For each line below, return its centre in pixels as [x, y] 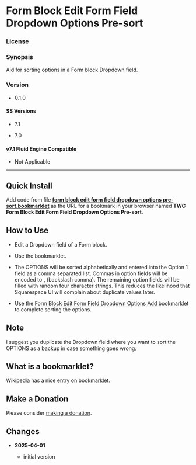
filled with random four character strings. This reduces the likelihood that [102, 286]
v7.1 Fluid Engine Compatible [41, 149]
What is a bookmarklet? [50, 366]
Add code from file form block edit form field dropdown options [84, 199]
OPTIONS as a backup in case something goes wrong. [71, 348]
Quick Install [29, 185]
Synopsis [20, 57]
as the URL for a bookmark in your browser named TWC [118, 206]
